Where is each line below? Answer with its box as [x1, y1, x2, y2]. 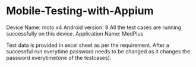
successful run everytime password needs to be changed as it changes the [6, 47, 191, 55]
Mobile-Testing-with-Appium [6, 4, 154, 18]
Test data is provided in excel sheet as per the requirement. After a [6, 42, 169, 49]
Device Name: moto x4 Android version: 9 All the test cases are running [6, 24, 182, 31]
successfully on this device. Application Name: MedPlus [6, 30, 144, 37]
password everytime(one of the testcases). [6, 54, 112, 61]
